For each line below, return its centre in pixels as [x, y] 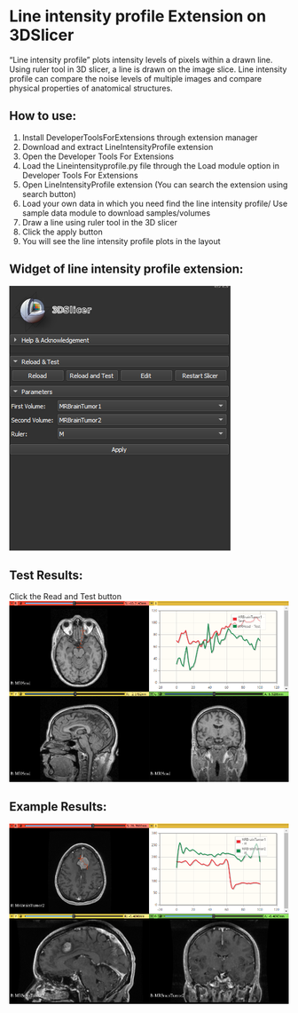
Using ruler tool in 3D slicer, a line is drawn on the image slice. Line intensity [148, 69]
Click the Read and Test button [66, 597]
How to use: [43, 116]
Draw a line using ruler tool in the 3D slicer [99, 222]
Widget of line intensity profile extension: [126, 269]
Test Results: [46, 575]
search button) [49, 194]
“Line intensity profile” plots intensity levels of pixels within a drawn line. [141, 59]
